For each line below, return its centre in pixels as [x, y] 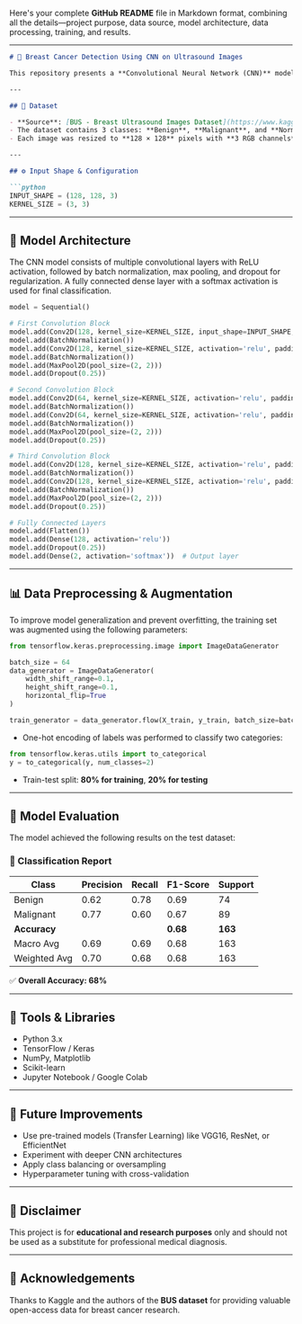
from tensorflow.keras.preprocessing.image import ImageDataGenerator [144, 646]
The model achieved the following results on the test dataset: [122, 838]
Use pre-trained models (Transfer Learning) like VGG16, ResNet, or [146, 1136]
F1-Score [188, 884]
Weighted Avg [44, 958]
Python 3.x [42, 1039]
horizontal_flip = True [66, 696]
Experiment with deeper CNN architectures [102, 1155]
